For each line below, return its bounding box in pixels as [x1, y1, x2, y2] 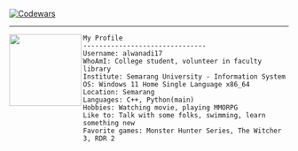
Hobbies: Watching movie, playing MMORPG [82, 103, 239, 112]
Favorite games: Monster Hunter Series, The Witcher [82, 126, 282, 135]
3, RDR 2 [82, 134, 115, 143]
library [82, 64, 112, 73]
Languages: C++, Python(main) [82, 95, 195, 104]
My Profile [82, 34, 123, 42]
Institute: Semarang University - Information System [82, 72, 286, 81]
